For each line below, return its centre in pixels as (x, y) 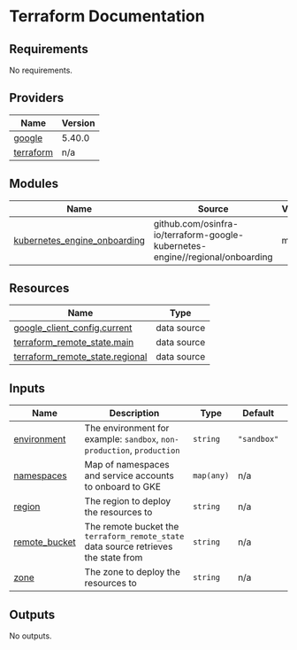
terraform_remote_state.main (74, 343)
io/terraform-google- (199, 235)
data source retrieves (129, 546)
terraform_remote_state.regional (80, 357)
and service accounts (129, 476)
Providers (37, 98)
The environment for (127, 429)
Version (78, 123)
